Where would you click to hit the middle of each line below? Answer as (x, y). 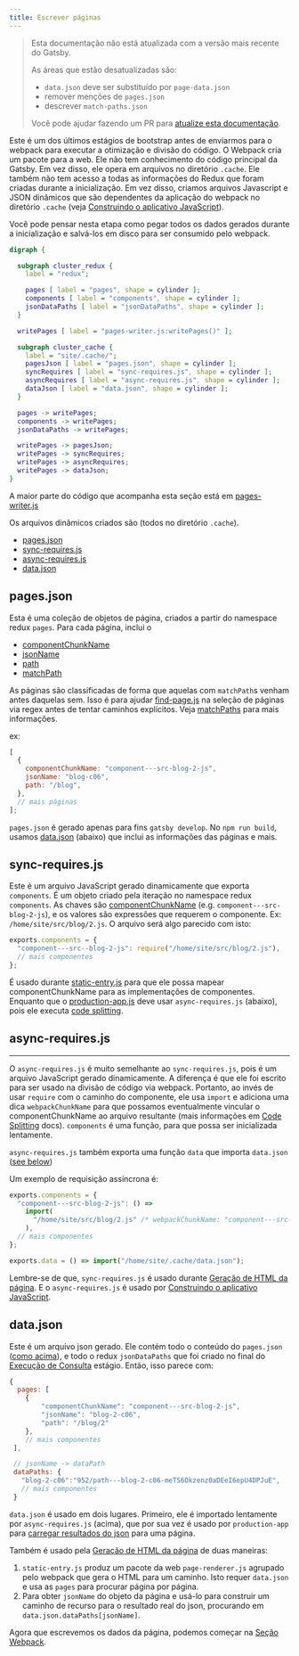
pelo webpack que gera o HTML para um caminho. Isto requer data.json (155, 1577)
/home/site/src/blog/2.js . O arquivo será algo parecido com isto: (130, 924)
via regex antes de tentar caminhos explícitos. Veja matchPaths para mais (144, 709)
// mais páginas (47, 802)
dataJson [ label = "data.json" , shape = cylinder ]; (127, 389)
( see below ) (31, 1161)
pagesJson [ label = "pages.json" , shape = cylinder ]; (131, 364)
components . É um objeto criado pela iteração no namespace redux (130, 896)
